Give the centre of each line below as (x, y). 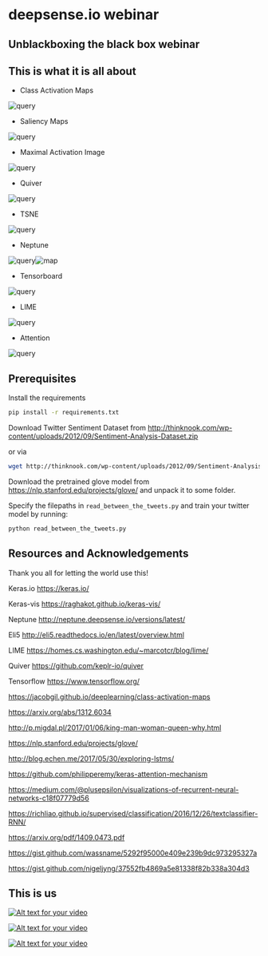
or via (18, 452)
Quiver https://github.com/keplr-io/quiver (76, 665)
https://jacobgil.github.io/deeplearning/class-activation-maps (109, 696)
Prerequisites (42, 378)
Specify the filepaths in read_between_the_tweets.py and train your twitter (129, 506)
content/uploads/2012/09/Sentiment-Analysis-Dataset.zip (103, 436)
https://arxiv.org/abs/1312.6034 (60, 712)
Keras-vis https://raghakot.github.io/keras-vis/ (85, 604)
